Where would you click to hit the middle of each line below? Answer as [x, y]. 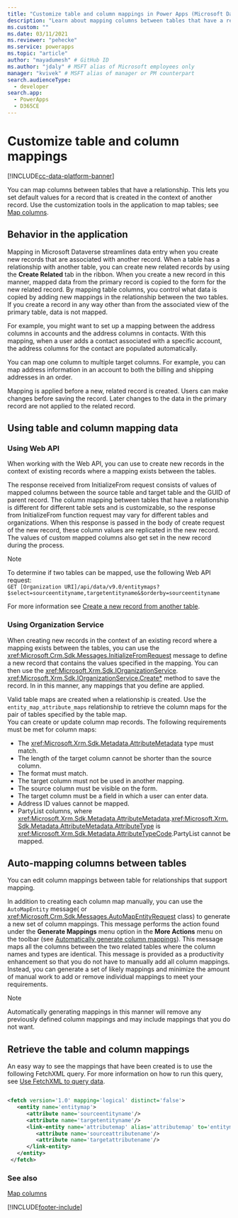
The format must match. [53, 773]
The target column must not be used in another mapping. [101, 781]
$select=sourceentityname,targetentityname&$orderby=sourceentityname [114, 593]
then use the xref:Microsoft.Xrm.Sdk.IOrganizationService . [93, 670]
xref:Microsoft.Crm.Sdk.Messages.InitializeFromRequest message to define [118, 655]
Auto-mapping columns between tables [97, 863]
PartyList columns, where [55, 811]
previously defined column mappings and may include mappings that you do [119, 1019]
